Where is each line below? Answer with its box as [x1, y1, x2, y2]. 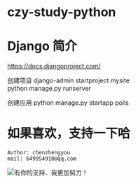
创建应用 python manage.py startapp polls [7, 98, 130, 107]
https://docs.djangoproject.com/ [7, 62, 101, 71]
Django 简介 [7, 38, 77, 54]
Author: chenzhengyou [7, 149, 71, 156]
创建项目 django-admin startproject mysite [7, 76, 130, 85]
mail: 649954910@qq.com [7, 155, 77, 163]
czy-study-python [7, 4, 116, 20]
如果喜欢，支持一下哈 [7, 126, 131, 142]
